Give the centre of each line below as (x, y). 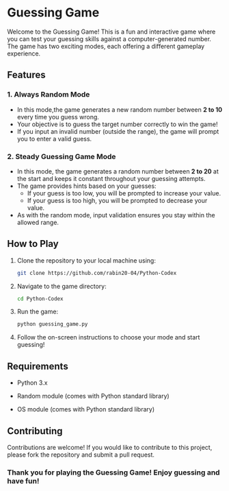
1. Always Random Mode (49, 95)
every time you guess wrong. (58, 117)
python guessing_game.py (52, 324)
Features (26, 75)
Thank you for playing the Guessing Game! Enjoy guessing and (113, 472)
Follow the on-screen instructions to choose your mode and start (108, 337)
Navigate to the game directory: (62, 286)
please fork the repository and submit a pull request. (81, 455)
